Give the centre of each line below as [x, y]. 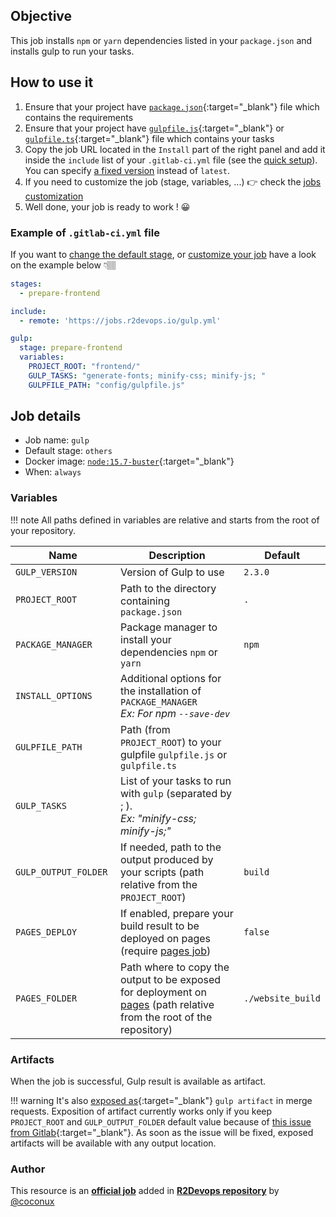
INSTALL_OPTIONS [54, 695]
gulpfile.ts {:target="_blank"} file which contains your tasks [149, 138]
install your [146, 639]
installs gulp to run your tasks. [72, 51]
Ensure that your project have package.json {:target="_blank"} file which [172, 106]
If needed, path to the [171, 847]
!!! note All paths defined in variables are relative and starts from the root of [165, 520]
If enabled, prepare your [177, 913]
